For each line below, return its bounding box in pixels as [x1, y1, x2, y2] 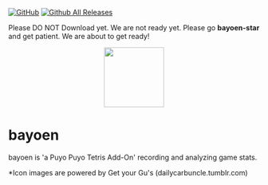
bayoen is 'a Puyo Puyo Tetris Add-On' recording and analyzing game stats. [8, 152, 258, 162]
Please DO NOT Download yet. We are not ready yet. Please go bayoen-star [8, 23, 260, 32]
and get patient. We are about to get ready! [8, 32, 150, 41]
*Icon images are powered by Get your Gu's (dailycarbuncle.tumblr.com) [8, 167, 249, 177]
